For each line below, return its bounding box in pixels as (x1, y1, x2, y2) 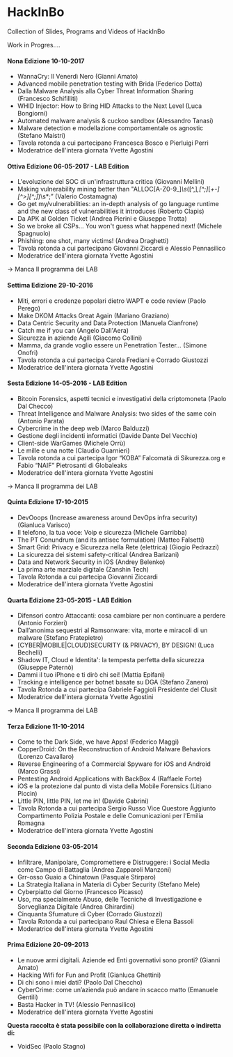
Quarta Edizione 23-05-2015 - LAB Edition (7, 596, 132, 604)
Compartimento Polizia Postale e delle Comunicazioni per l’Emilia (17, 812, 204, 820)
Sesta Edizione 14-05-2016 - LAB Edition (7, 379, 127, 387)
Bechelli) (17, 648, 43, 657)
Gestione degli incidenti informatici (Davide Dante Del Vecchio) (17, 431, 198, 439)
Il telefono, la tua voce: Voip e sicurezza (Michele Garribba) (17, 528, 188, 536)
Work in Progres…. (7, 40, 61, 49)
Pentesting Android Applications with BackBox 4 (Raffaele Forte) (17, 774, 202, 783)
